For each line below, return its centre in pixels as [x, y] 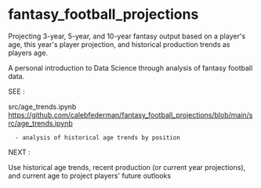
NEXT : [19, 152]
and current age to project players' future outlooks [89, 175]
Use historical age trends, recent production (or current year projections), [127, 167]
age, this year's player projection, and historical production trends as [119, 44]
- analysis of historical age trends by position [98, 137]
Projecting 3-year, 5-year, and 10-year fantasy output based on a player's [127, 36]
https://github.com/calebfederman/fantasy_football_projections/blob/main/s [130, 114]
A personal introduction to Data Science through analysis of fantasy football [130, 67]
